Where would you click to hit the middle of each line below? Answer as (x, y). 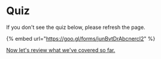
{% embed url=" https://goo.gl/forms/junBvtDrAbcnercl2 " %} (81, 38)
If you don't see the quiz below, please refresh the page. (76, 27)
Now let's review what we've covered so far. (61, 50)
